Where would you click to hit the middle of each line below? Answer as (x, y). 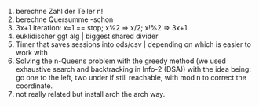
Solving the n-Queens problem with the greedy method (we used (120, 61)
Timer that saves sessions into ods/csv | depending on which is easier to (133, 44)
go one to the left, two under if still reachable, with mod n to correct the (131, 78)
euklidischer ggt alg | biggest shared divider (87, 36)
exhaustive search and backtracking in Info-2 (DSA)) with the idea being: (133, 69)
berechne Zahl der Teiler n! (59, 11)
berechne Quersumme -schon (64, 19)
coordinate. (34, 86)
